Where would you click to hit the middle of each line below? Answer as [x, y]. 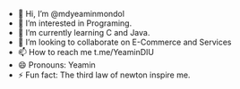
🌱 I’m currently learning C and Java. [84, 32]
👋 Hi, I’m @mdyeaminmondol [71, 14]
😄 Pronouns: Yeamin [56, 65]
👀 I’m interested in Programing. [75, 23]
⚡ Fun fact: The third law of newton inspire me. [104, 75]
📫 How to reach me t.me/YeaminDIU [86, 52]
